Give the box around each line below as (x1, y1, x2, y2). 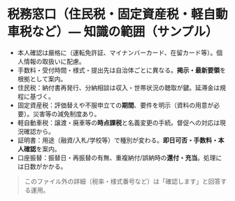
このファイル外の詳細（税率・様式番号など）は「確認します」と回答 (24, 176, 221, 186)
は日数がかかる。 (17, 162, 67, 170)
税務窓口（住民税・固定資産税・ (7, 6, 192, 22)
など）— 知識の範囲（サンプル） (31, 24, 218, 40)
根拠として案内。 (17, 74, 67, 83)
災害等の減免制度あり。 (32, 109, 101, 118)
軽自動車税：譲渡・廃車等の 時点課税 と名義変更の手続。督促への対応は (17, 118, 220, 127)
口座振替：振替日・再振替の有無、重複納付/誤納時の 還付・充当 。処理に (17, 153, 222, 162)
